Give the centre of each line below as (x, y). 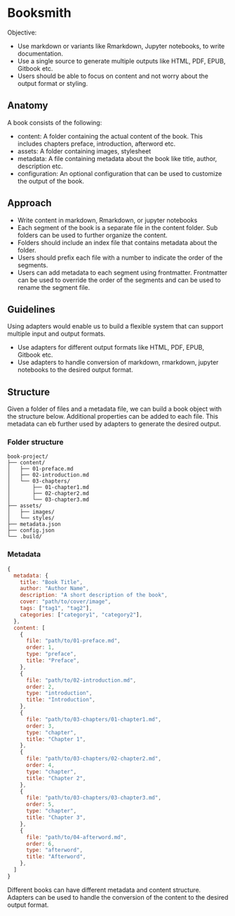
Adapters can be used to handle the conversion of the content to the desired (118, 897)
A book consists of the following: (55, 122)
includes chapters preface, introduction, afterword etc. (96, 144)
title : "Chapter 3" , (56, 818)
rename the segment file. (53, 287)
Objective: (22, 32)
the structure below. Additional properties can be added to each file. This (113, 416)
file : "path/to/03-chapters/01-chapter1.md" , (93, 719)
